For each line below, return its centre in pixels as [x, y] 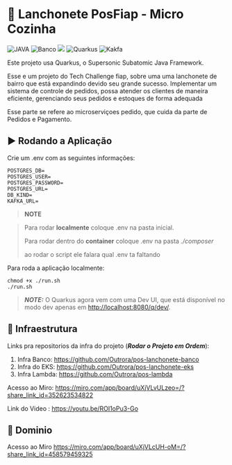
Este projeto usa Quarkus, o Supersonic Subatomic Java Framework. [106, 63]
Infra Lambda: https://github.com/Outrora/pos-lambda [95, 374]
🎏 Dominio [30, 430]
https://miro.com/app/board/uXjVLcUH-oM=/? [119, 447]
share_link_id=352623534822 [50, 395]
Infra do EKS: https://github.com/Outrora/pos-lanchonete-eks [106, 367]
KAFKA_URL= [23, 201]
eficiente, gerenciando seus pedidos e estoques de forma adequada [105, 98]
